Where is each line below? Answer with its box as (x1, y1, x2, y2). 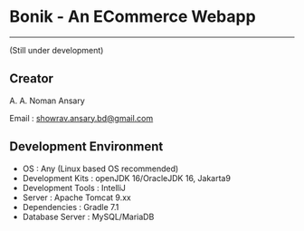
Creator (9, 71, 54, 87)
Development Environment (9, 139, 164, 155)
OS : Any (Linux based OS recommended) (22, 163, 179, 174)
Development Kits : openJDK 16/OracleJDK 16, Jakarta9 (22, 172, 231, 183)
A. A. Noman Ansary (9, 95, 86, 106)
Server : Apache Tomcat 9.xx (22, 192, 131, 203)
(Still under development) (9, 44, 104, 55)
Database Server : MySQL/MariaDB (22, 211, 155, 222)
